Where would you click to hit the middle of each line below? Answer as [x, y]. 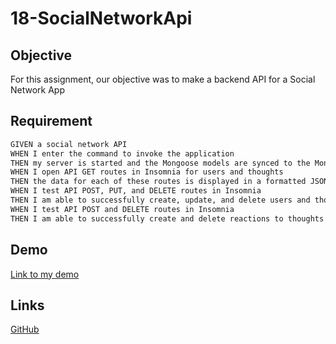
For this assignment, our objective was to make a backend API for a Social [163, 79]
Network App [38, 90]
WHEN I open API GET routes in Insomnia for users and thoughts [147, 172]
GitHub [25, 329]
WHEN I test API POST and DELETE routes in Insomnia [122, 209]
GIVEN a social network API [69, 144]
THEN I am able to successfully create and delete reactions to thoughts [167, 218]
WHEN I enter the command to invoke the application [122, 153]
